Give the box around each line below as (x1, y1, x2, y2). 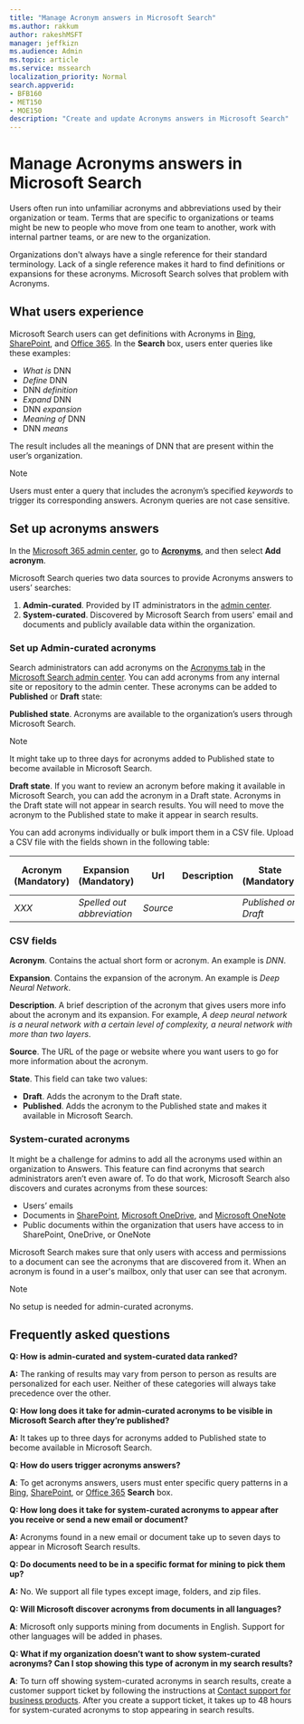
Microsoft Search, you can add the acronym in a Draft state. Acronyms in (9, 789, 281, 800)
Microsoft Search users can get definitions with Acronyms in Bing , (9, 328, 256, 339)
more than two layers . (9, 1029, 91, 1040)
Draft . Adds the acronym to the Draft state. (22, 1091, 183, 1102)
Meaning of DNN (22, 413, 86, 424)
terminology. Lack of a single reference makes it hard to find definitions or (9, 259, 285, 270)
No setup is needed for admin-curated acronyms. (9, 1301, 194, 1312)
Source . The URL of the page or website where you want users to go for (9, 1046, 279, 1057)
